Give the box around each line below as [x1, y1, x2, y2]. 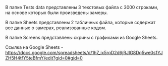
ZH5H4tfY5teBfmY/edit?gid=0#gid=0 [5, 55, 83, 61]
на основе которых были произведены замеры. [5, 10, 108, 16]
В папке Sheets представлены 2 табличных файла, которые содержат [5, 20, 156, 25]
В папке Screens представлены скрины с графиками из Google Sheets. [5, 35, 158, 40]
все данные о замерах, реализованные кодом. [5, 25, 106, 31]
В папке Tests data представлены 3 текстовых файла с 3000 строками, [5, 5, 159, 10]
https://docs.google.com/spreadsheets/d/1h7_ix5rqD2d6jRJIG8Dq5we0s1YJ [5, 50, 163, 55]
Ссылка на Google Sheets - [5, 44, 64, 50]
